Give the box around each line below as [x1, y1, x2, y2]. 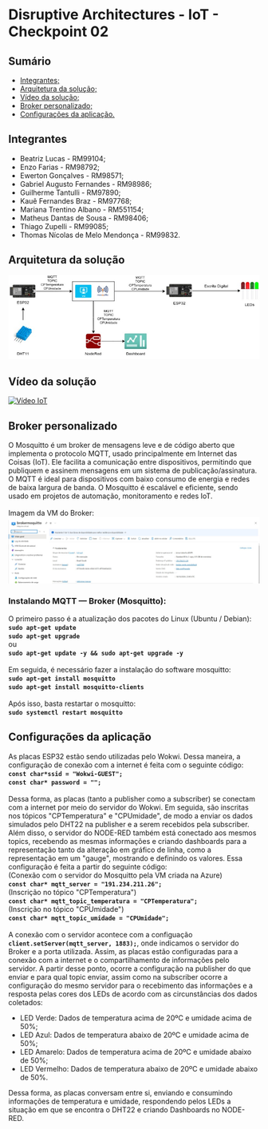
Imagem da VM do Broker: [8, 509, 94, 518]
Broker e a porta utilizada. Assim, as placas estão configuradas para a [8, 946, 238, 956]
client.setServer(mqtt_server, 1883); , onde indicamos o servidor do [8, 938, 239, 948]
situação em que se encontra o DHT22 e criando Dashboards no [8, 1104, 221, 1115]
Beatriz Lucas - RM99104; [19, 153, 106, 163]
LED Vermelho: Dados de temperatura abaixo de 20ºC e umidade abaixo [19, 1064, 258, 1073]
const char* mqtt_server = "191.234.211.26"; [8, 880, 162, 888]
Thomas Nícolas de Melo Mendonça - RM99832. [19, 230, 181, 240]
